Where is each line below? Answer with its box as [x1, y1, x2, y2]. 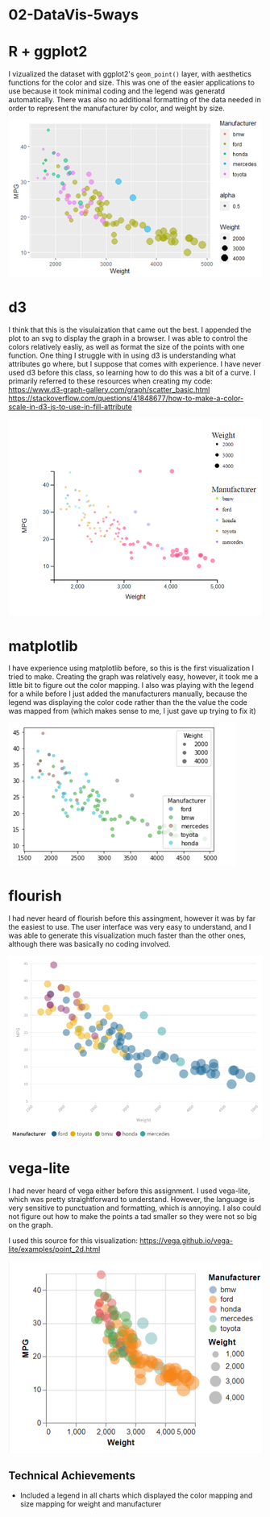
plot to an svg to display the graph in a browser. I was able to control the [8, 333, 248, 343]
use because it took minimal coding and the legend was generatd [8, 86, 226, 96]
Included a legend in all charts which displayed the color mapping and [19, 1490, 253, 1500]
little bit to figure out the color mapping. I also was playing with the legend [8, 681, 255, 690]
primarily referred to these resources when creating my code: [8, 376, 214, 386]
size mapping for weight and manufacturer [19, 1498, 162, 1508]
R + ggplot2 [8, 43, 88, 61]
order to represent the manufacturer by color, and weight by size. [8, 103, 226, 114]
